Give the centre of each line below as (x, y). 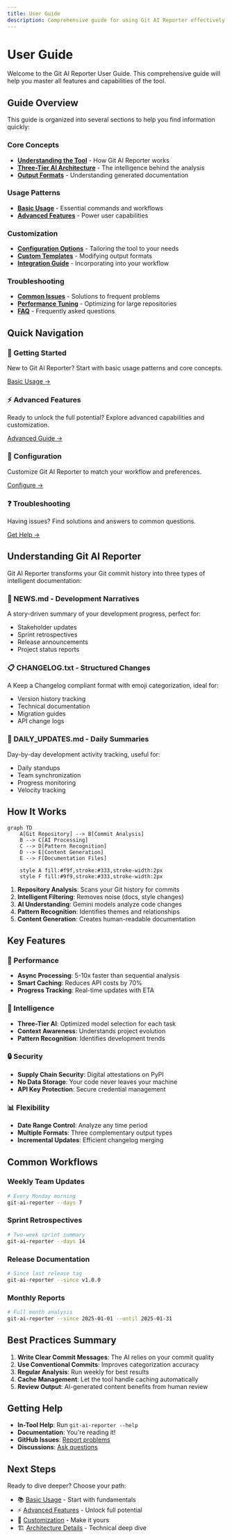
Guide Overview (43, 102)
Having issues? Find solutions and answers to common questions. (101, 521)
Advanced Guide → (35, 438)
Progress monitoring (47, 782)
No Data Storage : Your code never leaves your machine (97, 1082)
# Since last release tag (44, 1273)
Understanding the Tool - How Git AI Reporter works (93, 160)
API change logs (41, 721)
